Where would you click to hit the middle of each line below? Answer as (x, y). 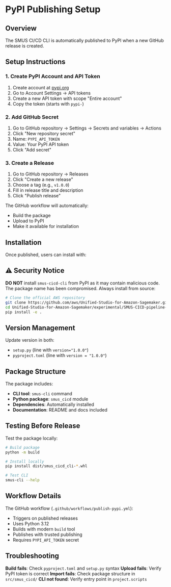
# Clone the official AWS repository (45, 298)
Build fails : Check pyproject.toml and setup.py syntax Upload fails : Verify (83, 568)
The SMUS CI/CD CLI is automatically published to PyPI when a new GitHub (84, 40)
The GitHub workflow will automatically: (47, 206)
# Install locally (25, 462)
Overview (21, 28)
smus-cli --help (22, 480)
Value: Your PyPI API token (41, 144)
